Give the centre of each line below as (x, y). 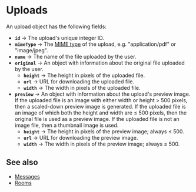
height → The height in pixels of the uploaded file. (84, 75)
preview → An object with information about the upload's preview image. (102, 94)
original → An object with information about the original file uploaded (100, 63)
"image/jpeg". (31, 50)
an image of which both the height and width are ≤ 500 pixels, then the (101, 113)
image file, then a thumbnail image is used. (67, 125)
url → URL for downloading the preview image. (81, 137)
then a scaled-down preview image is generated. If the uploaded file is (100, 106)
